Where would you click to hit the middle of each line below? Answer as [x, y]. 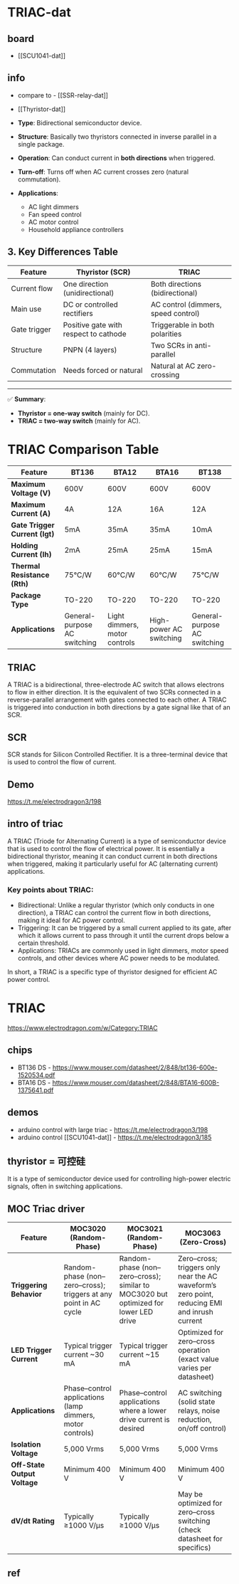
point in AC [82, 1303]
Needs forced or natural [103, 370]
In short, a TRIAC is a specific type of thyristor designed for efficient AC [112, 972]
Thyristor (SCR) [103, 272]
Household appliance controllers [76, 229]
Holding [25, 545]
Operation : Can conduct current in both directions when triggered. [116, 158]
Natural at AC [173, 366]
